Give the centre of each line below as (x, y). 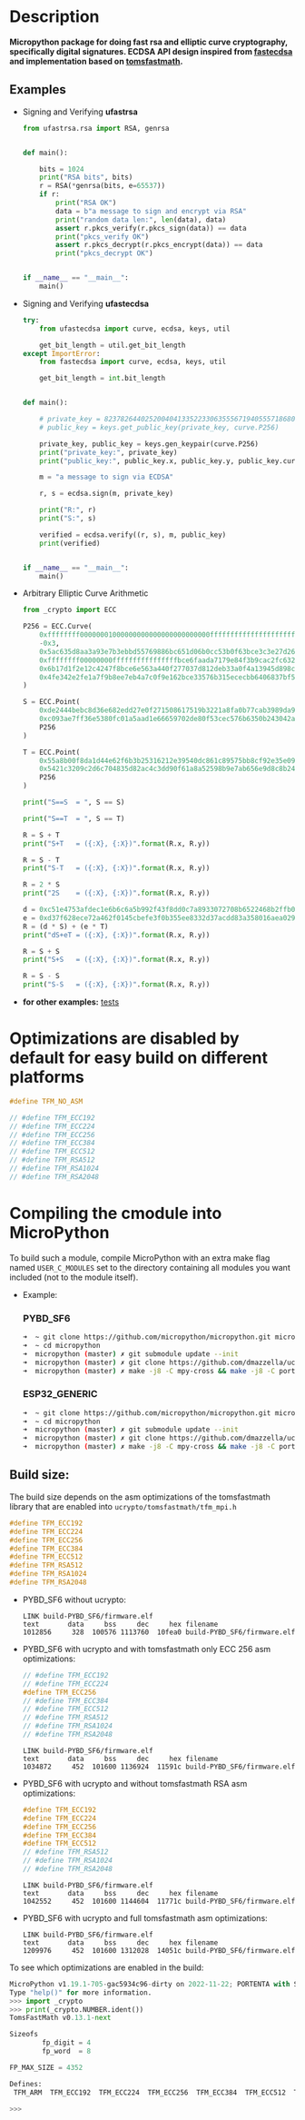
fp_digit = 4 (67, 2043)
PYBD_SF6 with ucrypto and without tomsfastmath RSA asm (135, 1783)
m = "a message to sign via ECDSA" (107, 477)
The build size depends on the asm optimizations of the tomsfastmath (140, 1497)
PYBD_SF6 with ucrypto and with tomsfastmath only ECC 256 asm (147, 1649)
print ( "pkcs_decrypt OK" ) (104, 253)
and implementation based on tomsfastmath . (96, 61)
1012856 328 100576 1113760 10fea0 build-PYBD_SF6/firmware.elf (159, 1632)
